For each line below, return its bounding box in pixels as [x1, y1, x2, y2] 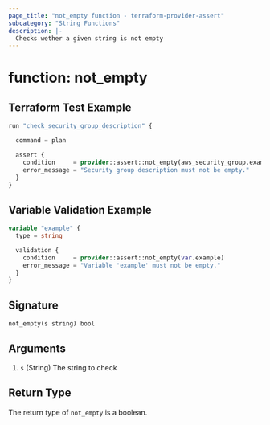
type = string [15, 232, 63, 240]
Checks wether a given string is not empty [15, 34, 163, 43]
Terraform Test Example [8, 100, 132, 114]
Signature [8, 298, 59, 312]
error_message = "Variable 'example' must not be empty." [22, 261, 221, 269]
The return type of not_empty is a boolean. [8, 407, 148, 417]
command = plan [15, 137, 67, 145]
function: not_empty [8, 69, 148, 87]
